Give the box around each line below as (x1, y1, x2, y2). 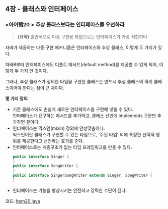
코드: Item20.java (5, 198, 40, 204)
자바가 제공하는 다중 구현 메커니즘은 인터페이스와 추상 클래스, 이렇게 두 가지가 (5, 44, 157, 50)
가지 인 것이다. (20, 68, 48, 74)
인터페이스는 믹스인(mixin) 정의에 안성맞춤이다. (12, 125, 105, 131)
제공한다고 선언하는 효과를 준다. (22, 138, 84, 144)
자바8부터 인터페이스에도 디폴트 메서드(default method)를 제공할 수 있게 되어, (5, 61, 158, 67)
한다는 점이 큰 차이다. (22, 85, 64, 91)
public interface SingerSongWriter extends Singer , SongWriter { (12, 173, 152, 178)
